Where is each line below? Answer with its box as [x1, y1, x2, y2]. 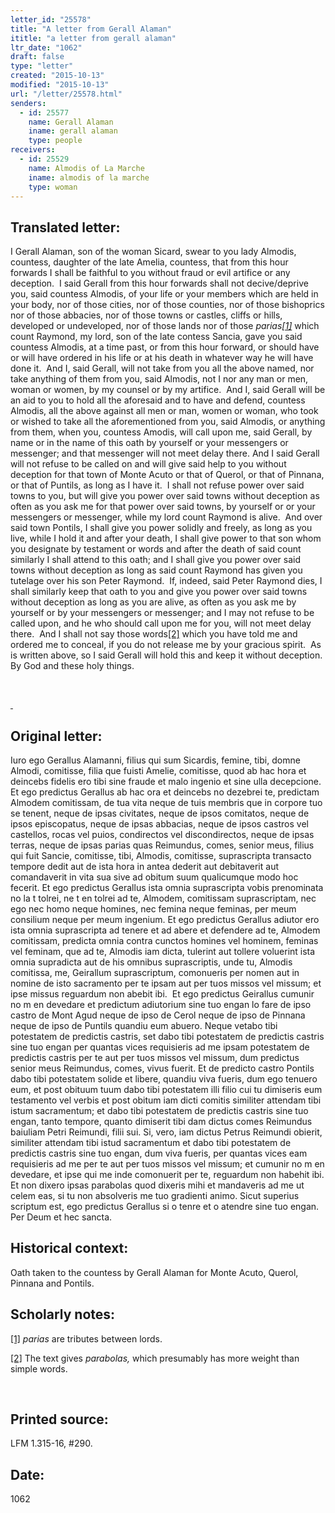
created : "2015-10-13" [10, 71, 105, 81]
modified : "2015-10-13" [10, 80, 110, 90]
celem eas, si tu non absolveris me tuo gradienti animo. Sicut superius [10, 1190, 300, 1201]
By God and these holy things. [10, 660, 135, 672]
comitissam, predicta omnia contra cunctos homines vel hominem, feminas [10, 935, 319, 946]
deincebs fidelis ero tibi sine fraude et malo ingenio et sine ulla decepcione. [10, 776, 322, 787]
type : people [28, 136, 83, 146]
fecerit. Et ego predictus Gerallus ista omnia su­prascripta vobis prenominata [10, 882, 324, 893]
